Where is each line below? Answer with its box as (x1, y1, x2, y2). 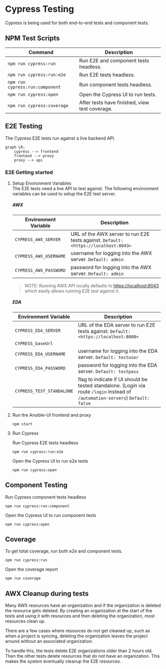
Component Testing (5, 481, 68, 489)
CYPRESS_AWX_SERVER (14, 236, 61, 242)
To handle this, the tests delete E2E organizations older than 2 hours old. (5, 648, 153, 654)
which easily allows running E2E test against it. (24, 288, 120, 294)
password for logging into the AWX (71, 264, 152, 271)
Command (28, 48, 53, 55)
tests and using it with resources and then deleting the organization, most (5, 613, 155, 619)
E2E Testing (5, 122, 43, 130)
